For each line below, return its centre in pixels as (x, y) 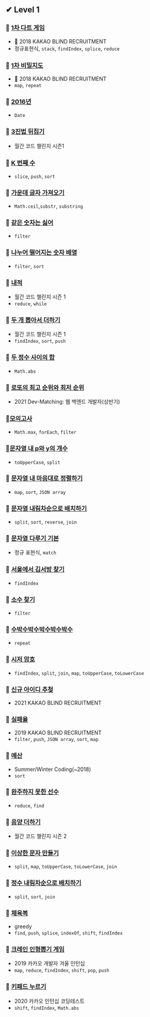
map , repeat (28, 85)
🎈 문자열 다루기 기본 (32, 539)
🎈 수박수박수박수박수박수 (39, 629)
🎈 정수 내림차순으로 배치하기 (43, 883)
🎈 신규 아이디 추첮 (29, 689)
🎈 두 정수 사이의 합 (30, 358)
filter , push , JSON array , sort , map (56, 739)
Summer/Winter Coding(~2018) (53, 769)
